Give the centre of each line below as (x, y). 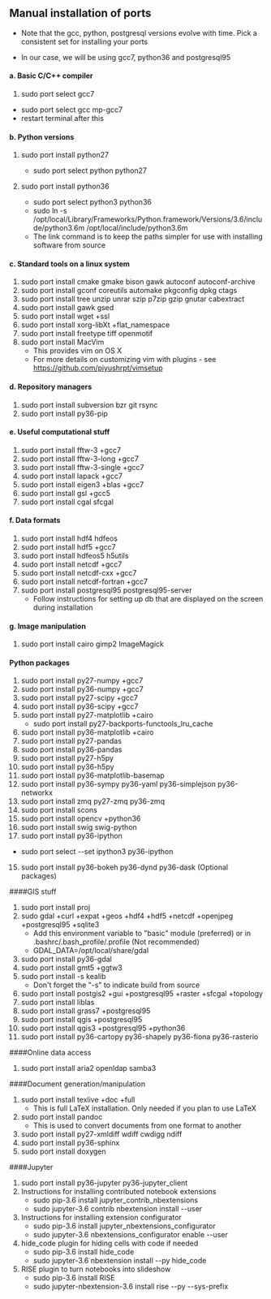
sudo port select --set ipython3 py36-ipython (97, 852)
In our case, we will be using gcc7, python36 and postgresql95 (126, 57)
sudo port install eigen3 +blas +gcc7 (82, 484)
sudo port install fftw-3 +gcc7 (71, 450)
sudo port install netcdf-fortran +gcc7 (84, 582)
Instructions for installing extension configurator (101, 1218)
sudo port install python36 (65, 187)
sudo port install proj (56, 908)
